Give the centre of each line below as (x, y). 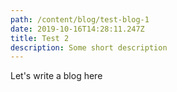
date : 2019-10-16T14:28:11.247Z (77, 29)
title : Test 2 (40, 38)
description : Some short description (89, 47)
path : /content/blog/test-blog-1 (80, 19)
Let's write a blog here (56, 76)
